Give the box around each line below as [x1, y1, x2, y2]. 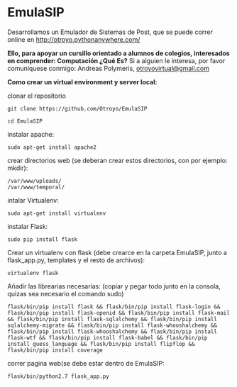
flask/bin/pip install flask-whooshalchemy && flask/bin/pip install [7, 327, 218, 335]
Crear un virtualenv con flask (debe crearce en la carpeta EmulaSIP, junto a [7, 248, 227, 257]
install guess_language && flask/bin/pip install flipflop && [7, 340, 195, 347]
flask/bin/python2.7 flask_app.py [7, 373, 110, 380]
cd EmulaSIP [7, 118, 43, 125]
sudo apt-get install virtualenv [7, 210, 106, 217]
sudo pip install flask [7, 235, 78, 243]
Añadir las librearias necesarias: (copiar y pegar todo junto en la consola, [7, 281, 221, 291]
